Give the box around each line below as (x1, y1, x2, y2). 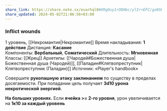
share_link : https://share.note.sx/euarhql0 (5, 7, 99, 12)
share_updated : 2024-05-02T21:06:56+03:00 (5, 12, 94, 17)
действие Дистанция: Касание (5, 44, 72, 50)
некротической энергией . (5, 85, 62, 91)
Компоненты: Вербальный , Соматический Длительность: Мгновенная (5, 50, 158, 56)
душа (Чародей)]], (37, 60, 76, 66)
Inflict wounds (5, 28, 41, 35)
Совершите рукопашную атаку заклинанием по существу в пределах (5, 75, 157, 81)
